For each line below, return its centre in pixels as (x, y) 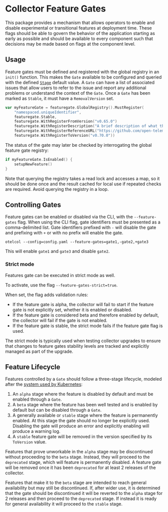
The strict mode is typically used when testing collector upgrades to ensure (83, 341)
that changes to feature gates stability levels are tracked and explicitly (77, 346)
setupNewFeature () (33, 164)
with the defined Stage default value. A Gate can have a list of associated (80, 82)
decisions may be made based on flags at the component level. (70, 44)
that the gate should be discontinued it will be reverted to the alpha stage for (84, 493)
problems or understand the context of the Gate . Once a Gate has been (78, 93)
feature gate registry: (27, 150)
